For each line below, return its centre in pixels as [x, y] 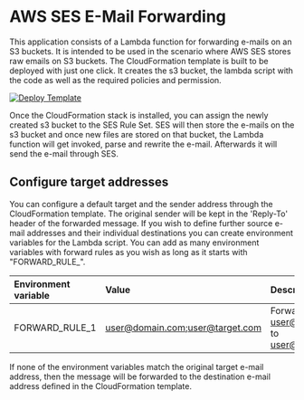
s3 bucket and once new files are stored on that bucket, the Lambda [137, 134]
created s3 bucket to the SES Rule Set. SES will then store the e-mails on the [152, 125]
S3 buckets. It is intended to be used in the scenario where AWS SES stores [150, 51]
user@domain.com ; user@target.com [184, 328]
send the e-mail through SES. [64, 153]
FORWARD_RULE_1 [55, 328]
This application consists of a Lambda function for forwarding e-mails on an [151, 42]
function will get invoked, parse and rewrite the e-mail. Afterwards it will [143, 144]
